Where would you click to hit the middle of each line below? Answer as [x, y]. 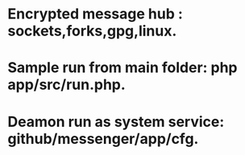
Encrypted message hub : [95, 14]
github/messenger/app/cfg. [103, 139]
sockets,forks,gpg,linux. [92, 31]
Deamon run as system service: [116, 122]
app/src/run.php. [66, 85]
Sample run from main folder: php [123, 68]
